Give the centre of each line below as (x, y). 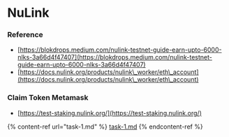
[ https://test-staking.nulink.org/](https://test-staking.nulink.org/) (110, 113)
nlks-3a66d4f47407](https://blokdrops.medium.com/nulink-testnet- (115, 57)
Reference (25, 35)
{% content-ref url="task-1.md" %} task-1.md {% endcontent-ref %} (105, 127)
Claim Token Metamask (48, 98)
